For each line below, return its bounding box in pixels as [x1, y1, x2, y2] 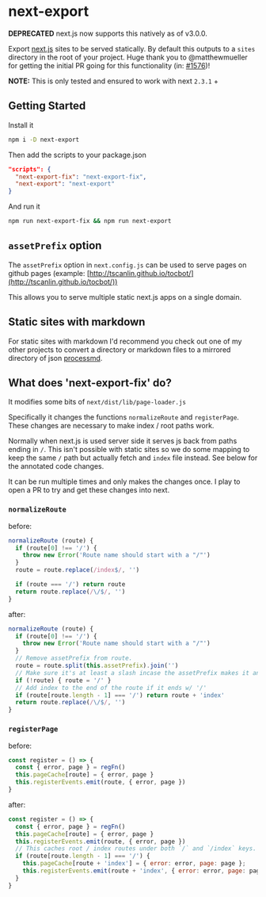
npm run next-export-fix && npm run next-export [8, 217, 172, 225]
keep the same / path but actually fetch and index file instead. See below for [8, 453, 258, 462]
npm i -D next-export [8, 136, 80, 144]
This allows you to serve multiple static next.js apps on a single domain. [8, 292, 242, 301]
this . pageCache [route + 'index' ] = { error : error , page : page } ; [22, 860, 246, 868]
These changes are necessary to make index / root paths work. [8, 421, 215, 431]
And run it [8, 201, 41, 212]
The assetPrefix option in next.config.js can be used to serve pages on [8, 260, 247, 270]
